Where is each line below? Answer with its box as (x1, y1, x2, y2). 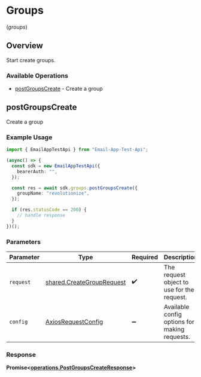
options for (163, 317, 194, 326)
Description (163, 253, 198, 261)
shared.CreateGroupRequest (45, 278, 126, 286)
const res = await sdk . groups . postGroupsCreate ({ (11, 185, 138, 191)
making (163, 325, 185, 333)
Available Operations (6, 71, 69, 79)
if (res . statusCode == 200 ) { (11, 207, 87, 213)
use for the (163, 285, 194, 293)
